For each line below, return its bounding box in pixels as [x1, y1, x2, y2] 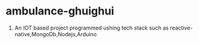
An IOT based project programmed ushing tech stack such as [14, 24, 169, 31]
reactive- [169, 24, 193, 31]
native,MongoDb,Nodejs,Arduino [14, 30, 97, 37]
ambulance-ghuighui [5, 4, 114, 18]
